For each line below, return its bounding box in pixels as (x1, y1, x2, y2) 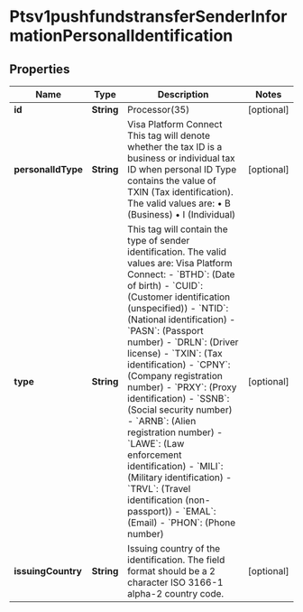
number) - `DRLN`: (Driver (127, 336, 239, 348)
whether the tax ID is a (127, 141, 223, 153)
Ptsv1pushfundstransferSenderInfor (9, 6, 288, 27)
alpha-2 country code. (127, 588, 225, 599)
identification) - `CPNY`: (127, 358, 231, 371)
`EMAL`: (182, 505, 216, 517)
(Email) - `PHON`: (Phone (127, 516, 236, 529)
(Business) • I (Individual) (127, 209, 236, 220)
